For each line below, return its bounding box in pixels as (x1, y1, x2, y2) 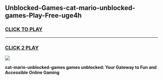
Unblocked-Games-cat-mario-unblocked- (5, 4, 136, 12)
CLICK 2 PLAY (5, 44, 39, 51)
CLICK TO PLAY (5, 26, 43, 33)
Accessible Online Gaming (5, 69, 60, 75)
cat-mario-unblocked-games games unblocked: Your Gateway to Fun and (5, 64, 157, 70)
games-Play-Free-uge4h (5, 12, 82, 20)
